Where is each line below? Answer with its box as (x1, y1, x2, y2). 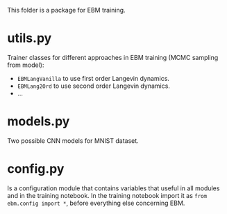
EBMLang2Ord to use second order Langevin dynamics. (17, 82, 170, 90)
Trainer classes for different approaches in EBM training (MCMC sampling (7, 53, 219, 61)
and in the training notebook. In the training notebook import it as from (7, 191, 208, 199)
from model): (7, 61, 44, 69)
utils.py (7, 31, 52, 46)
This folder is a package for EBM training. (7, 6, 126, 14)
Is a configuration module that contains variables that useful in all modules (7, 184, 220, 192)
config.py (7, 161, 65, 177)
